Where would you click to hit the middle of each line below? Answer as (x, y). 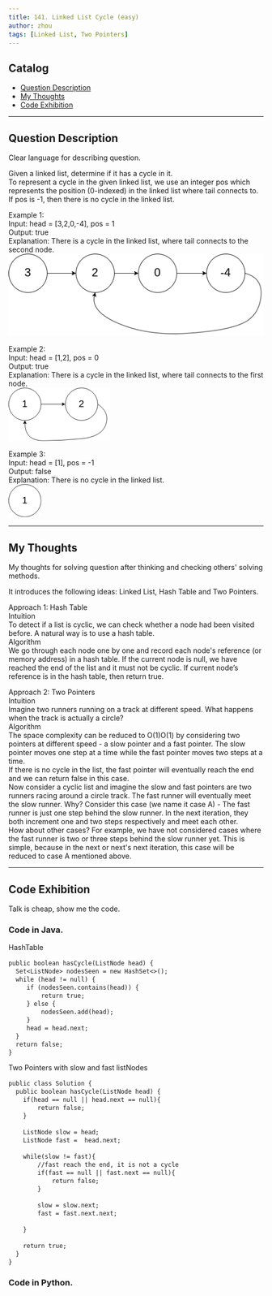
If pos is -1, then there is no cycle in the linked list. (91, 199)
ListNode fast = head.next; (72, 1141)
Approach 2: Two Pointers (52, 692)
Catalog (29, 68)
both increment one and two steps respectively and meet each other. (123, 822)
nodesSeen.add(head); (77, 1012)
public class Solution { (50, 1084)
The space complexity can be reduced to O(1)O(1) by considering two (124, 736)
